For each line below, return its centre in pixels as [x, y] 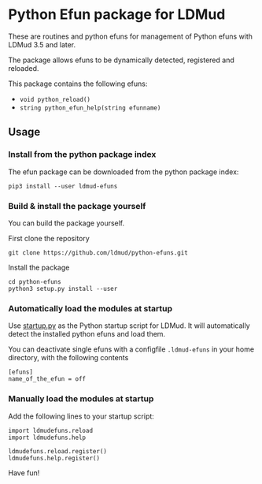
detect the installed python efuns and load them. [87, 334]
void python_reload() [55, 99]
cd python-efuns [35, 281]
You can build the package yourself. [66, 223]
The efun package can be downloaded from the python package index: [124, 172]
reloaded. [24, 68]
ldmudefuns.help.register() [54, 458]
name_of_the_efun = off [47, 379]
